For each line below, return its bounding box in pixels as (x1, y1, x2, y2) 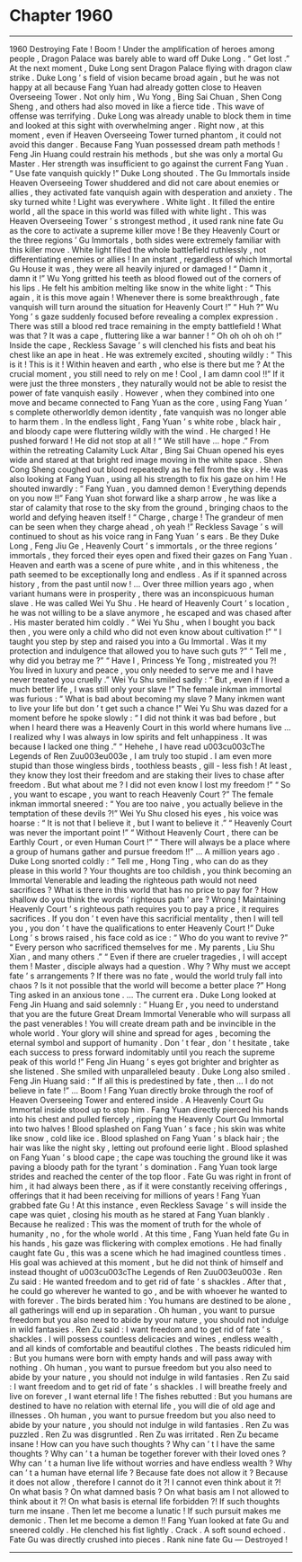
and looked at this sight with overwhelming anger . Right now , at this (9, 120, 265, 130)
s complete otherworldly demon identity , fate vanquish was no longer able (9, 406, 287, 417)
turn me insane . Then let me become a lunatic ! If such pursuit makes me (9, 1505, 281, 1516)
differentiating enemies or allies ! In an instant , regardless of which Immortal (9, 254, 293, 264)
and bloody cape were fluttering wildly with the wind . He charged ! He (9, 425, 271, 436)
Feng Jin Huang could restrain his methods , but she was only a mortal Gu (9, 148, 283, 159)
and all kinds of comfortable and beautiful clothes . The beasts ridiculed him (9, 1343, 291, 1353)
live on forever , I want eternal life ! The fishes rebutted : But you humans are (9, 1390, 293, 1401)
